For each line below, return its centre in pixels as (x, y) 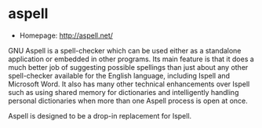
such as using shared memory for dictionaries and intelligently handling (124, 92)
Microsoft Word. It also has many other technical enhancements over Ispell (129, 84)
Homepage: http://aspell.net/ (66, 35)
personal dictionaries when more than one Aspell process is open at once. (128, 101)
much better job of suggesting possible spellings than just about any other (128, 67)
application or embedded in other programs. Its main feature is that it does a (131, 59)
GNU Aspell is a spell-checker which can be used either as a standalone (125, 50)
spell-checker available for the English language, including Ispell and (119, 75)
